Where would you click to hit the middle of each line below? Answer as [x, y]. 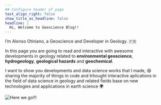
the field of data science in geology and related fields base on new [72, 81]
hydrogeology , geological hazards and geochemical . [59, 61]
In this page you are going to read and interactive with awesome [69, 51]
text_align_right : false [30, 14]
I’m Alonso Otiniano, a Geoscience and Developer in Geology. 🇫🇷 [71, 41]
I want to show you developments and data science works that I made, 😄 [78, 71]
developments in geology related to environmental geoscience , [69, 56]
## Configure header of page [34, 9]
